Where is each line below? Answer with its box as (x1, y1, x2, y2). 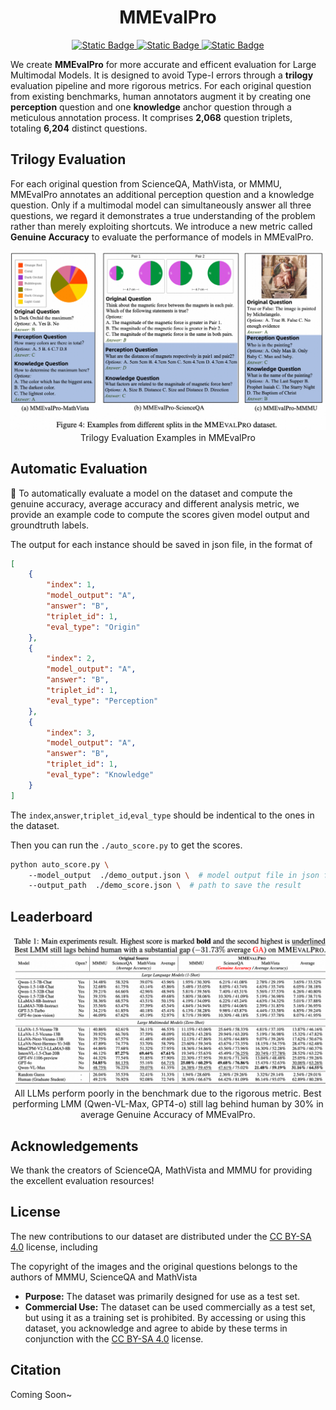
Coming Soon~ (10, 1388, 73, 1400)
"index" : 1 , (46, 580, 97, 590)
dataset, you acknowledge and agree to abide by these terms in (24, 1322, 288, 1334)
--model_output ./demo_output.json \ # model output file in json (28, 870, 320, 880)
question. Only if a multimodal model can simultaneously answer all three (10, 199, 312, 211)
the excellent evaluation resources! (10, 1175, 155, 1187)
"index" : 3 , (46, 727, 97, 738)
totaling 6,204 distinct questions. (10, 122, 148, 134)
